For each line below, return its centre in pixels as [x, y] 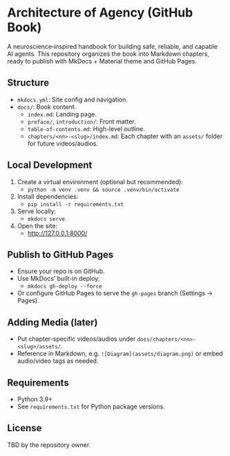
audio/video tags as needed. [58, 361]
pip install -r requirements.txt [76, 204]
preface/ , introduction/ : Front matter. [82, 121]
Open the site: [37, 226]
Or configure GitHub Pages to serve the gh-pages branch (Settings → [115, 293]
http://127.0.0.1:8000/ [57, 233]
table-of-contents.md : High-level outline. [86, 128]
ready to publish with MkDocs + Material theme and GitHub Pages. [102, 61]
